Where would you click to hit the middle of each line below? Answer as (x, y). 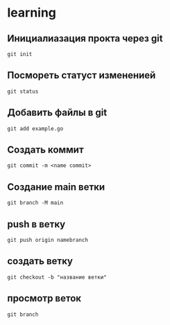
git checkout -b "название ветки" (57, 277)
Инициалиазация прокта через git (85, 38)
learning (32, 13)
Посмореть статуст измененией (82, 75)
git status (23, 91)
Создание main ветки (56, 187)
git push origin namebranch (48, 240)
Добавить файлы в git (57, 113)
